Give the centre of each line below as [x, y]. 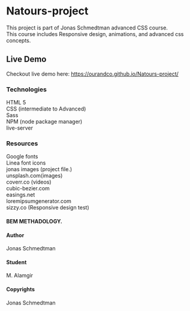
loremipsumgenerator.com [39, 201]
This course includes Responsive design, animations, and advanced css [95, 34]
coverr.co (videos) [29, 182]
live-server [20, 128]
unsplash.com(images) [34, 176]
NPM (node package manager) [44, 122]
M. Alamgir [20, 276]
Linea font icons [26, 163]
